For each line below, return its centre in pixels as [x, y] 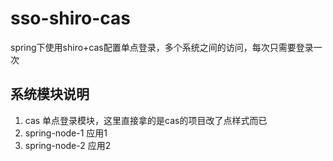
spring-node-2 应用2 [68, 145]
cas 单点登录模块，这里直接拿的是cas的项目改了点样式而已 [146, 120]
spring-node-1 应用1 [66, 133]
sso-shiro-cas [71, 18]
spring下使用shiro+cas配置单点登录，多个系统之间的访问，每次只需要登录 [162, 47]
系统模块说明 [50, 94]
